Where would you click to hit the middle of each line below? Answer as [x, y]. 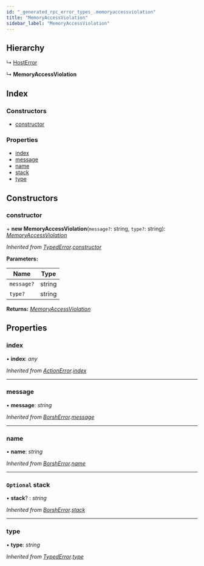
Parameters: [22, 259]
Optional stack [28, 485]
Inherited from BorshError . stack [46, 510]
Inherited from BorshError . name [46, 464]
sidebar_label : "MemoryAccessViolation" [58, 23]
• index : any [22, 358]
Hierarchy [25, 48]
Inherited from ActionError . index [46, 370]
